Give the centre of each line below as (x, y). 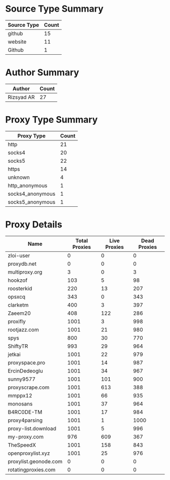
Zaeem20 (19, 313)
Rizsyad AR (21, 97)
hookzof (18, 280)
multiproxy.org (25, 272)
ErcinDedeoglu (25, 371)
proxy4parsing (25, 420)
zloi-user (19, 255)
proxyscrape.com (29, 387)
